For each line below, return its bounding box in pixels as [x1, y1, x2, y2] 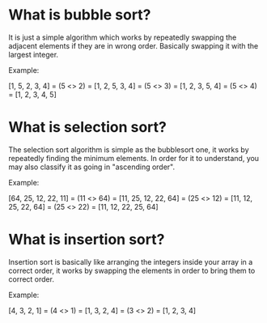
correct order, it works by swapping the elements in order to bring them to [8, 266, 256, 275]
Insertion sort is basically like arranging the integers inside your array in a [8, 257, 253, 266]
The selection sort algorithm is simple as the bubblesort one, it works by [8, 144, 249, 155]
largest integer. [8, 49, 59, 59]
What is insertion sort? [8, 231, 165, 249]
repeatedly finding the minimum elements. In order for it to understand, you [8, 153, 260, 163]
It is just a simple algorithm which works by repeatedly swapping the [8, 32, 237, 42]
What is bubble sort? [8, 6, 151, 24]
